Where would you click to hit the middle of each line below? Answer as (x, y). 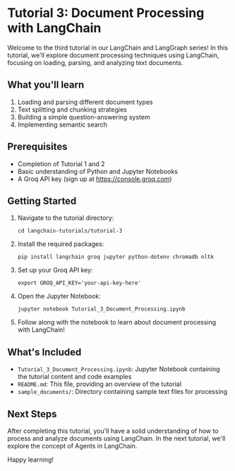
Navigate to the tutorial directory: (66, 218)
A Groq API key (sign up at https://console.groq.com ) (95, 179)
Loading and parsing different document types (85, 102)
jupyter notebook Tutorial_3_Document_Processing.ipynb (101, 309)
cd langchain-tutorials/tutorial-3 (70, 231)
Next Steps (32, 414)
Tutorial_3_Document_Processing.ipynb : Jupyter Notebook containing (119, 369)
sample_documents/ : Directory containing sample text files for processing (122, 392)
